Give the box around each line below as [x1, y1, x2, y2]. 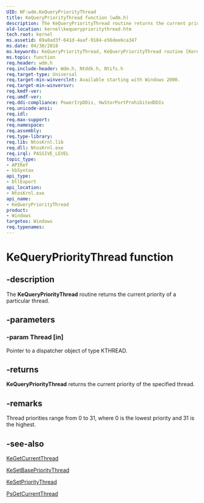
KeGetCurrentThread [6, 455, 59, 462]
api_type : [6, 173, 32, 180]
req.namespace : [6, 122, 45, 128]
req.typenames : [6, 224, 45, 230]
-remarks [6, 398, 42, 409]
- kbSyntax [6, 167, 34, 174]
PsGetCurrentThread [6, 490, 59, 497]
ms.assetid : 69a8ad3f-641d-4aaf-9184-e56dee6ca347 [6, 37, 137, 43]
